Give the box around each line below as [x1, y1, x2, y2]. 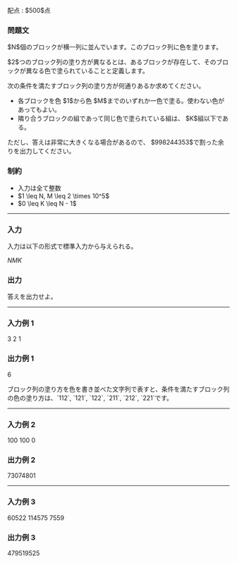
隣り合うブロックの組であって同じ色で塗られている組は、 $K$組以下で [17, 114, 223, 123]
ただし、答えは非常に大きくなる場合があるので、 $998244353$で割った [7, 138, 219, 147]
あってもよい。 [17, 105, 61, 114]
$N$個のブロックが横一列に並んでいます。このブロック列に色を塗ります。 [7, 43, 223, 52]
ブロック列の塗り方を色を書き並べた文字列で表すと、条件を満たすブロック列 [7, 385, 230, 393]
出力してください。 [19, 147, 75, 155]
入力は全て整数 [17, 183, 61, 192]
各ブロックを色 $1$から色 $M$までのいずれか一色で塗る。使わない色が [17, 97, 224, 105]
